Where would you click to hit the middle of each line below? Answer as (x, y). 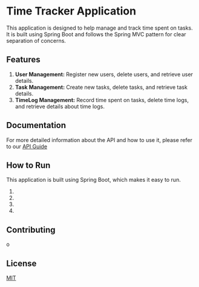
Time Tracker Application (71, 11)
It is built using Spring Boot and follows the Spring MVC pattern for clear (96, 34)
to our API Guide (27, 146)
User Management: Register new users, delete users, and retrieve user (104, 74)
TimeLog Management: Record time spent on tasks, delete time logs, (102, 100)
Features (23, 60)
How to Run (28, 165)
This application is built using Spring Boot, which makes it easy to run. (94, 180)
